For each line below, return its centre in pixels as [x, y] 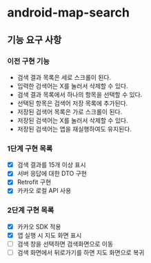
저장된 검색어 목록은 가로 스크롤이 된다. [70, 112]
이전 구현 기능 [29, 61]
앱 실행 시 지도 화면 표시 [49, 235]
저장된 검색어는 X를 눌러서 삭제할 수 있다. [72, 120]
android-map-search [68, 13]
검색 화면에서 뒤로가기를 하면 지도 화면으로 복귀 [81, 252]
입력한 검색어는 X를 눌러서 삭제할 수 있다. [72, 86]
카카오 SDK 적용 [39, 227]
